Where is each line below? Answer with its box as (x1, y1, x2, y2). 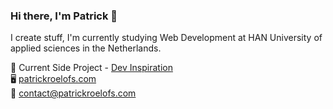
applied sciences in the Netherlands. (10, 42, 162, 54)
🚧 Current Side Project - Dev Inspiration (10, 62, 173, 74)
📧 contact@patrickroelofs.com (10, 87, 137, 99)
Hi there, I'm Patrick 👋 (10, 9, 118, 23)
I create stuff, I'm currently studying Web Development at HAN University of (10, 32, 323, 44)
